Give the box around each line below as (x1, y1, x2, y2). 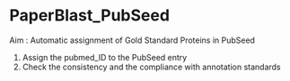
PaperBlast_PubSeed (9, 5, 171, 26)
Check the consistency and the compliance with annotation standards (22, 61, 281, 72)
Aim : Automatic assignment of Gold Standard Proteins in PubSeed (9, 35, 256, 45)
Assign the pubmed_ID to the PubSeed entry (22, 52, 188, 62)
